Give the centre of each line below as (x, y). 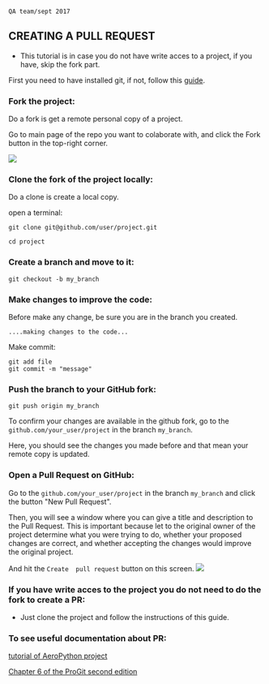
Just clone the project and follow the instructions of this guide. (124, 617)
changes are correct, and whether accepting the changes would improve (130, 543)
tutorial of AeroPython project (58, 656)
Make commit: (32, 347)
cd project (27, 242)
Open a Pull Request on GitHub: (72, 475)
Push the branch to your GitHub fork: (82, 389)
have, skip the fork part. (60, 64)
